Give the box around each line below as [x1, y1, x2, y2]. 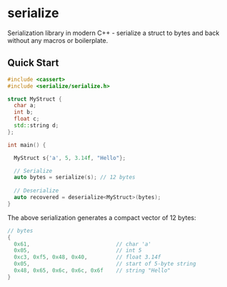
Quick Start [7, 57, 59, 69]
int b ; [14, 109, 34, 116]
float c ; [14, 116, 40, 123]
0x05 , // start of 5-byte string [14, 261, 196, 268]
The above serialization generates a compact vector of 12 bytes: [7, 213, 196, 222]
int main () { [7, 141, 46, 148]
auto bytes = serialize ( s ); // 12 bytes [14, 173, 136, 181]
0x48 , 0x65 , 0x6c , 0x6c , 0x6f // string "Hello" [14, 267, 171, 274]
